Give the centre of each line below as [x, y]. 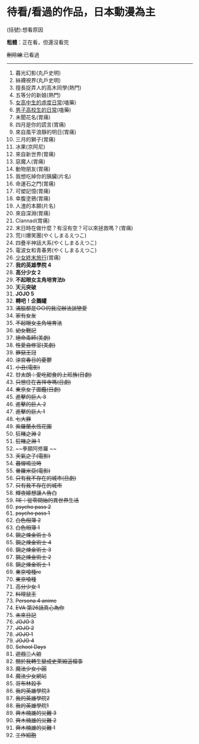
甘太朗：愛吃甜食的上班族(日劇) [53, 374]
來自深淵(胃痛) [33, 213]
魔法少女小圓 [31, 668]
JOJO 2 [25, 628]
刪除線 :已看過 [23, 54]
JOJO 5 [25, 294]
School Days [31, 646]
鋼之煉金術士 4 [33, 542]
